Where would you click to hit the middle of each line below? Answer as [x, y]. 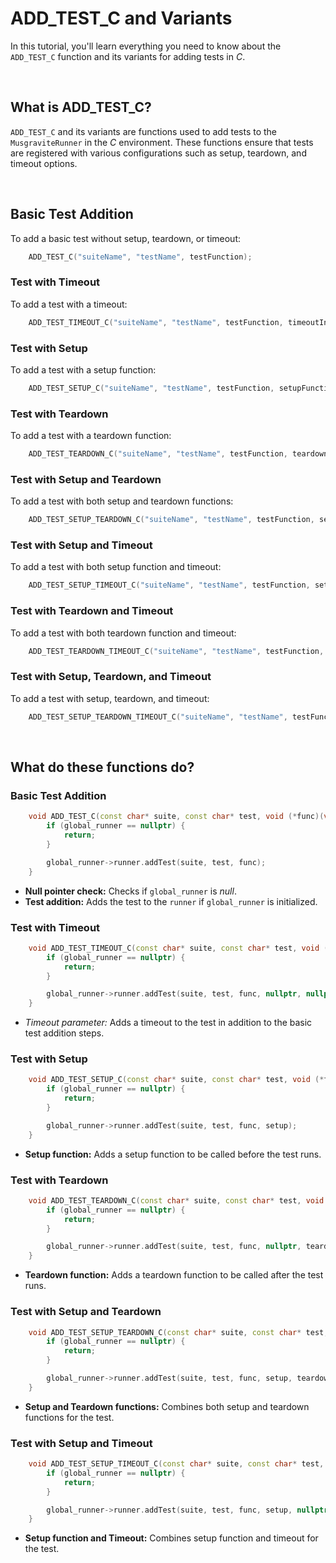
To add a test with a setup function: [83, 369]
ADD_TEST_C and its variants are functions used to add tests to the [144, 131]
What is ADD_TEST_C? [81, 107]
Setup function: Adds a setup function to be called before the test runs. [173, 1154]
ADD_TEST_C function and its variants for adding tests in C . [128, 56]
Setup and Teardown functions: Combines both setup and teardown [167, 1406]
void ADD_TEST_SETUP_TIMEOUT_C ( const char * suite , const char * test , [176, 1464]
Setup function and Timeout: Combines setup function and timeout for [171, 1538]
